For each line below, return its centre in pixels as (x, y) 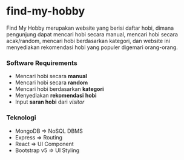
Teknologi (21, 118)
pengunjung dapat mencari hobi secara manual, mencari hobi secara (92, 34)
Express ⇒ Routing (38, 137)
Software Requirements (42, 63)
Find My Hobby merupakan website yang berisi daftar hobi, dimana (90, 28)
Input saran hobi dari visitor (50, 102)
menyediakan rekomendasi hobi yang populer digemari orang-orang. (92, 47)
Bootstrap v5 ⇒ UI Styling (47, 150)
